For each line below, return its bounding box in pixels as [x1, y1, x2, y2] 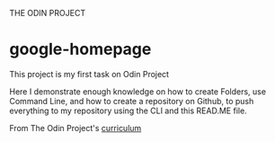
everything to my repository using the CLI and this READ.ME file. [9, 105, 247, 116]
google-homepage [9, 40, 152, 59]
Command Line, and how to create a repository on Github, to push [9, 95, 254, 106]
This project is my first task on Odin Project [9, 68, 169, 79]
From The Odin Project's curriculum [9, 122, 142, 133]
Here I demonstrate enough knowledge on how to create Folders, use [9, 85, 267, 97]
